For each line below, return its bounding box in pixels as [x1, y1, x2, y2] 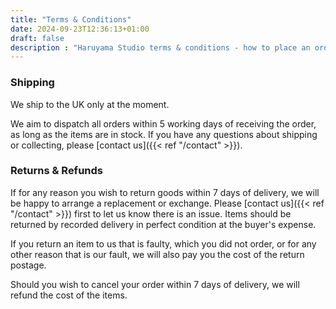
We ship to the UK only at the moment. [10, 98, 170, 110]
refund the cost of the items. [10, 289, 128, 301]
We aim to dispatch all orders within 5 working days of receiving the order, [10, 117, 317, 130]
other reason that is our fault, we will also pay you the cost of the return [10, 248, 305, 260]
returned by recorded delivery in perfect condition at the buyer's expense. [10, 218, 317, 230]
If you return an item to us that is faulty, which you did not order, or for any [10, 237, 317, 250]
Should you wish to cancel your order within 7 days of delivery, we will [10, 278, 300, 290]
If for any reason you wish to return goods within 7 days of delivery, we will [10, 186, 320, 198]
